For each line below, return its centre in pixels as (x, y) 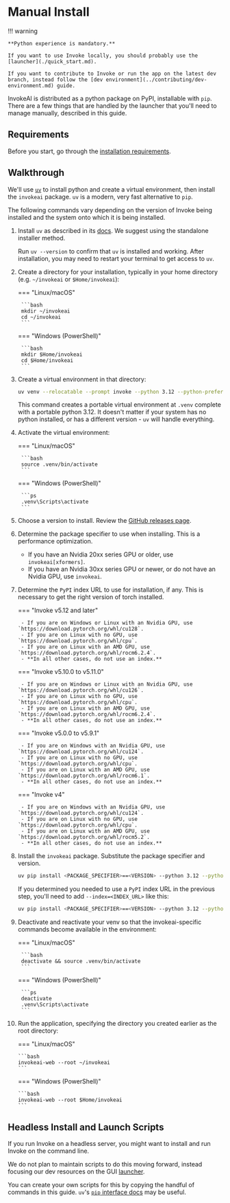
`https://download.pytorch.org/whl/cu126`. (81, 690)
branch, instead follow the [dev (55, 80)
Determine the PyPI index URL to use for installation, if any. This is (111, 590)
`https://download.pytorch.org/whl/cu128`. (81, 629)
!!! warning (23, 31)
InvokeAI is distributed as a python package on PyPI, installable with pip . (110, 98)
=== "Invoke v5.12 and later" (58, 610)
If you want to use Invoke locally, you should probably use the (103, 56)
